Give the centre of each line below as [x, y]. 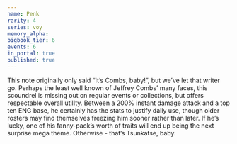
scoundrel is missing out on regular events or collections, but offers [105, 95]
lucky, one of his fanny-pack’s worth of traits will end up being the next [111, 126]
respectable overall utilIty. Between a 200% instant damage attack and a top [118, 103]
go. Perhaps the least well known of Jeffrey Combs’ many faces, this [108, 88]
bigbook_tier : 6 [31, 40]
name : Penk [23, 14]
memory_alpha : [28, 34]
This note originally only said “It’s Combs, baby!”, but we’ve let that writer [114, 80]
